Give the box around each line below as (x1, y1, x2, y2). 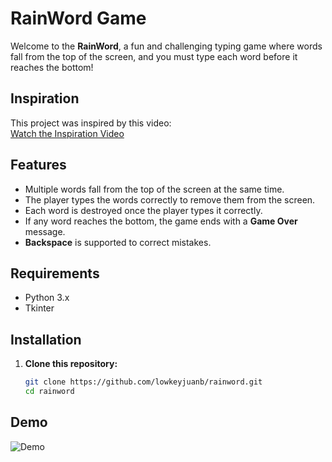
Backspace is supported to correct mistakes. (24, 236, 212, 248)
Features (10, 157, 67, 174)
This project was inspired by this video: (10, 117, 172, 129)
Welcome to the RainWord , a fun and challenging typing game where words (10, 40, 323, 52)
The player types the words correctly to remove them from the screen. (24, 193, 316, 206)
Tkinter (24, 302, 55, 314)
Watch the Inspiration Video (10, 127, 125, 139)
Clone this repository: (24, 358, 118, 370)
